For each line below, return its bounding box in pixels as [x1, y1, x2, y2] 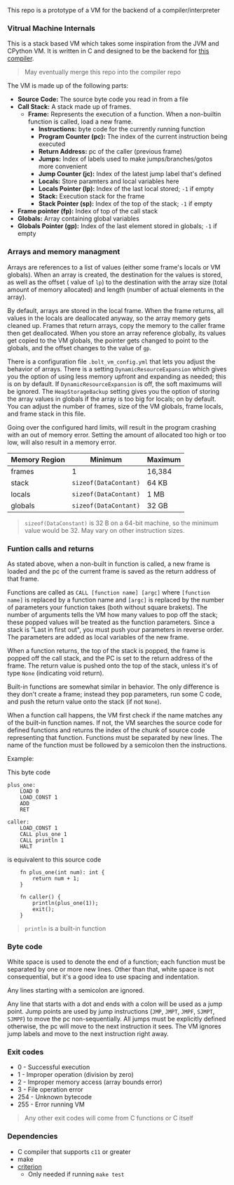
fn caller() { [20, 893, 61, 901]
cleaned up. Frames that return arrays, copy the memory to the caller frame [7, 321, 226, 329]
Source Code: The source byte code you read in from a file [17, 95, 189, 104]
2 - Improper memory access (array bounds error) [17, 1078, 163, 1087]
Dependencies [7, 1132, 58, 1141]
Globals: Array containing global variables [17, 214, 140, 223]
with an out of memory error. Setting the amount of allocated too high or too [7, 430, 226, 439]
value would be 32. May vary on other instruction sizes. [24, 526, 185, 534]
